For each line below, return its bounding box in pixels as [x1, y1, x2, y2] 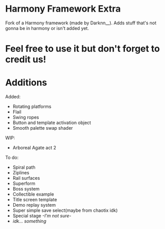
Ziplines [12, 170, 29, 176]
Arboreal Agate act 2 [12, 145, 57, 151]
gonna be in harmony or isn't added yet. [5, 25, 89, 31]
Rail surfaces [12, 175, 40, 181]
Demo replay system [12, 202, 56, 208]
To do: [5, 155, 19, 161]
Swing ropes [12, 114, 39, 121]
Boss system [12, 186, 40, 192]
